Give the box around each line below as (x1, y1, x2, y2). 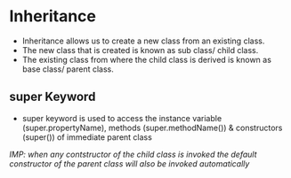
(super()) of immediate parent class (21, 131, 153, 143)
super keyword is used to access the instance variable (21, 112, 222, 123)
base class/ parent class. (21, 64, 114, 74)
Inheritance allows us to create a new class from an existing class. (21, 35, 265, 46)
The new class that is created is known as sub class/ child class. (21, 44, 259, 55)
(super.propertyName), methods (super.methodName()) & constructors (21, 122, 283, 133)
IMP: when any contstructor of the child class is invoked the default (9, 149, 257, 159)
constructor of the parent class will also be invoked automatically (9, 158, 250, 169)
